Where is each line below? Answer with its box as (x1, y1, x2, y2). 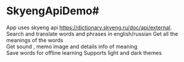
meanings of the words (6, 36, 64, 44)
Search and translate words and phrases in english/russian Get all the (6, 30, 179, 37)
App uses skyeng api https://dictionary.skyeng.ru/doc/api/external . (6, 24, 173, 31)
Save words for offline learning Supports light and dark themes (6, 49, 162, 56)
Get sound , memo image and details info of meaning (6, 43, 138, 50)
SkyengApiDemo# (6, 4, 99, 18)
